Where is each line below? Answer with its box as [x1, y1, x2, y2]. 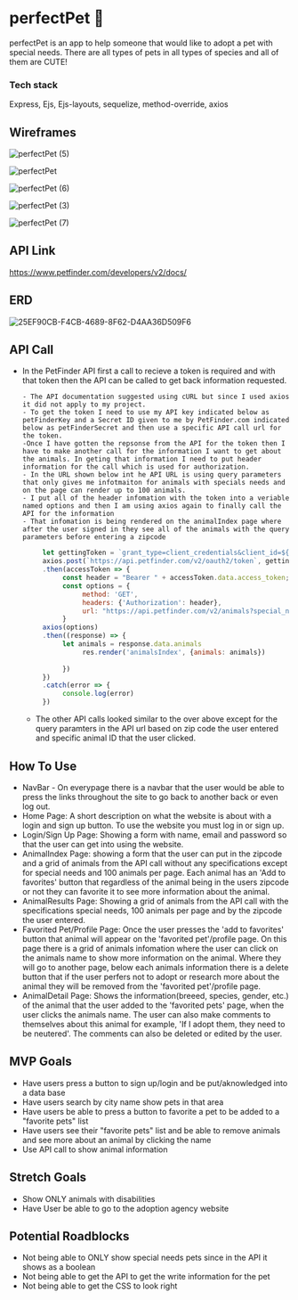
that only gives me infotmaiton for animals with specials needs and [21, 478, 286, 487]
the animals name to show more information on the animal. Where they [21, 953, 282, 963]
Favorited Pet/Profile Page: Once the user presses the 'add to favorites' [21, 924, 285, 935]
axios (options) [42, 623, 99, 632]
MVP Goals [9, 1054, 73, 1069]
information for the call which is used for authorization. [21, 462, 250, 471]
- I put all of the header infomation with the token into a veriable [21, 494, 290, 503]
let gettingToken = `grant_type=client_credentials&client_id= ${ [42, 548, 290, 558]
